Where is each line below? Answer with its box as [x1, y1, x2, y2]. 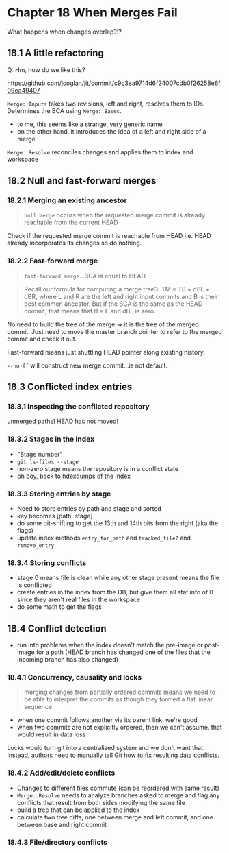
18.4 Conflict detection [7, 623, 107, 634]
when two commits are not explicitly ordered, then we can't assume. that [16, 723, 222, 732]
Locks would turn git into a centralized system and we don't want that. [7, 744, 205, 752]
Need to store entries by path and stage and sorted [16, 505, 162, 513]
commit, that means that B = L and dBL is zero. [23, 307, 156, 315]
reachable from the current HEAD [23, 218, 118, 227]
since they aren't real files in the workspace [16, 595, 140, 604]
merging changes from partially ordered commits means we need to [23, 688, 216, 697]
